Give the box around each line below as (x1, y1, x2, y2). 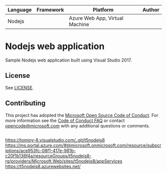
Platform (92, 6, 114, 13)
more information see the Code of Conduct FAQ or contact (5, 117, 125, 123)
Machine (69, 21, 89, 28)
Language (7, 6, 32, 13)
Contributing (5, 99, 46, 108)
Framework (36, 6, 65, 13)
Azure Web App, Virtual (69, 15, 124, 21)
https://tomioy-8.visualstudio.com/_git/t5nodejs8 (5, 137, 105, 143)
